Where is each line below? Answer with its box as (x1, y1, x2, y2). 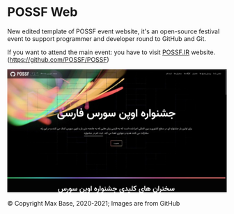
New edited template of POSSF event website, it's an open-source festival (7, 27, 220, 35)
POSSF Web (7, 4, 78, 20)
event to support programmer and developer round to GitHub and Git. (7, 34, 207, 42)
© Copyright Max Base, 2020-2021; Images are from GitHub (7, 199, 180, 208)
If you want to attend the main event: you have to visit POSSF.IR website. (7, 48, 216, 56)
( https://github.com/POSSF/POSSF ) (7, 55, 109, 63)
